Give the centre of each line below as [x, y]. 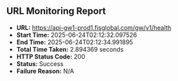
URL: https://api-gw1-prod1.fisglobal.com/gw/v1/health [94, 27]
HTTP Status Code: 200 [51, 56]
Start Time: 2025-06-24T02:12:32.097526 [77, 35]
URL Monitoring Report [56, 11]
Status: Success [40, 63]
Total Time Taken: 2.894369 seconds [70, 49]
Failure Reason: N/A [45, 71]
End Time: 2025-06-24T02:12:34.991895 [75, 42]
